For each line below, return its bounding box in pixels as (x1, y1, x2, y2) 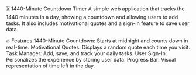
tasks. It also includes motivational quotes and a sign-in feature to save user (6, 20, 190, 27)
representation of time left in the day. (6, 62, 95, 69)
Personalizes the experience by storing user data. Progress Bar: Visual (6, 56, 176, 63)
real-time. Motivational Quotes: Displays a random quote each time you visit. (6, 44, 190, 51)
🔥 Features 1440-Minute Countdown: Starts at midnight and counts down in (6, 37, 188, 44)
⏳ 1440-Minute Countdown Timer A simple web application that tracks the (6, 5, 185, 12)
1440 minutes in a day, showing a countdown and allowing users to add (6, 14, 178, 20)
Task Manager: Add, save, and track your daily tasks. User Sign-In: (6, 50, 167, 57)
